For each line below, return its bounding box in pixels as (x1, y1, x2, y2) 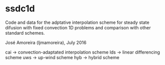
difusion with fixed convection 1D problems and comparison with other (5, 24, 151, 30)
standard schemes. (5, 30, 45, 36)
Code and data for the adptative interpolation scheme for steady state (5, 19, 149, 25)
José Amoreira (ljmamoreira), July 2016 (5, 39, 87, 45)
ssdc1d (5, 3, 35, 14)
